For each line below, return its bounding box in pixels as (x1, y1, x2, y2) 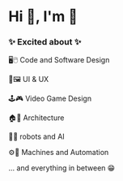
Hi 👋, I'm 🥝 (8, 7, 78, 26)
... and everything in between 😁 (8, 163, 116, 173)
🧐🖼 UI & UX (8, 75, 49, 84)
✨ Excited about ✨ (8, 37, 82, 48)
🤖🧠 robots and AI (8, 131, 65, 141)
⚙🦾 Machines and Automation (8, 148, 109, 157)
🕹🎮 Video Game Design (8, 93, 91, 104)
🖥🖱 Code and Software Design (8, 55, 110, 65)
